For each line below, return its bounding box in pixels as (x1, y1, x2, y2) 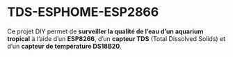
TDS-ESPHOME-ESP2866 (7, 4, 159, 20)
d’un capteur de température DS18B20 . (7, 42, 122, 50)
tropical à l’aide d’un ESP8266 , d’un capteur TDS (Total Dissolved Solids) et (7, 34, 226, 42)
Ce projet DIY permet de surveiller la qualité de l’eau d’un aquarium (7, 27, 204, 35)
